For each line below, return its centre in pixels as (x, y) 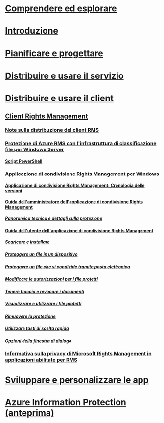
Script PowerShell (24, 161)
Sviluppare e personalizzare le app (77, 380)
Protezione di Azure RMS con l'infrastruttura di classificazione (81, 144)
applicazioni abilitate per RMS (41, 360)
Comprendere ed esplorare (61, 9)
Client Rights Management (47, 116)
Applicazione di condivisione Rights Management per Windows (82, 174)
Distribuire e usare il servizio (64, 76)
